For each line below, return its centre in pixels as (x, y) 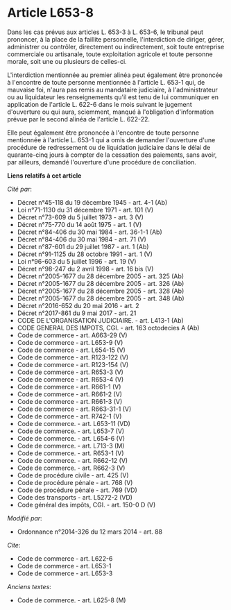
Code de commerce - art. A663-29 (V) (72, 335)
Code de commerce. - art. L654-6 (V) (71, 438)
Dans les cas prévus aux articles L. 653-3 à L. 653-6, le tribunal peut (105, 32)
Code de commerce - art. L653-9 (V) (70, 342)
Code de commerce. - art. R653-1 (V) (70, 453)
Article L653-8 (50, 13)
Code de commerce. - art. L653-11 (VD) (74, 423)
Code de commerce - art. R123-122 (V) (73, 357)
